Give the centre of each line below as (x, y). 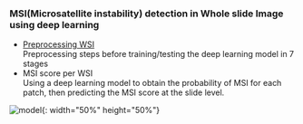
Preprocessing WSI (59, 44)
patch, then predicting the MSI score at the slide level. (123, 92)
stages (35, 64)
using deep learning (54, 24)
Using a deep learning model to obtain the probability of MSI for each (152, 83)
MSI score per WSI (58, 73)
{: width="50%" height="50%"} (101, 110)
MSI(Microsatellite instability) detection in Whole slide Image (147, 14)
